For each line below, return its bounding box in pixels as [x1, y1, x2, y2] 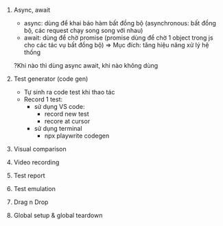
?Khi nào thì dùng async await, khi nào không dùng [13, 62, 159, 69]
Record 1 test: [23, 95, 63, 103]
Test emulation [13, 185, 56, 192]
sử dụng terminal [34, 125, 82, 132]
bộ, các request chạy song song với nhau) [23, 27, 143, 34]
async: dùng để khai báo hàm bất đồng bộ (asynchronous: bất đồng [23, 19, 216, 27]
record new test [44, 110, 89, 118]
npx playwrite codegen [44, 131, 110, 140]
